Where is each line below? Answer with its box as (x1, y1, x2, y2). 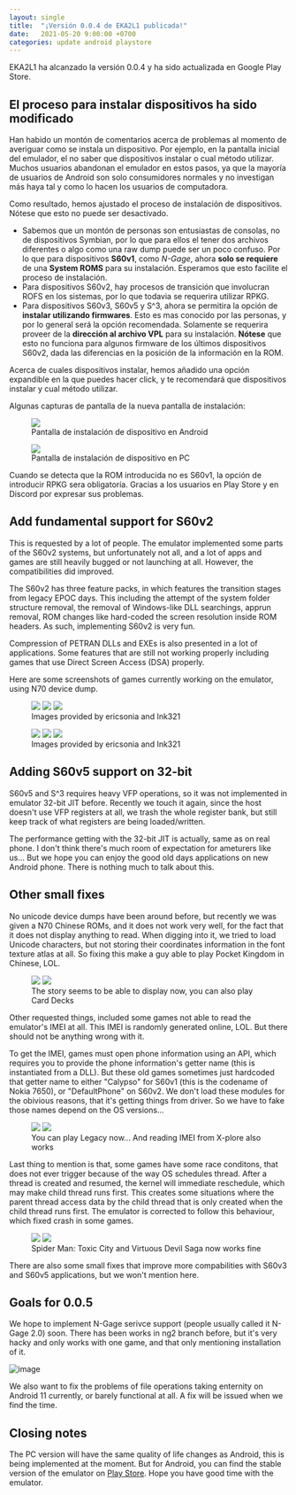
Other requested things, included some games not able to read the (9, 1011, 252, 1023)
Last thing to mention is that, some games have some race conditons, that (9, 1158, 278, 1169)
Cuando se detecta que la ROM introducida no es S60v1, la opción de (9, 470, 262, 481)
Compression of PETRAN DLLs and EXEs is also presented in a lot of (9, 638, 258, 648)
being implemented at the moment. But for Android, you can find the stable (9, 1459, 282, 1469)
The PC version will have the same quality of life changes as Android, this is (9, 1449, 285, 1460)
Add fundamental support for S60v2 (9, 515, 214, 530)
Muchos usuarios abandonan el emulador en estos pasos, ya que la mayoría (9, 163, 286, 174)
